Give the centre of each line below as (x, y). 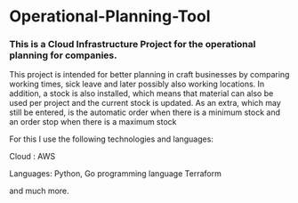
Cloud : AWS (32, 157)
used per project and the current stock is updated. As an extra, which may (145, 103)
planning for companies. (63, 55)
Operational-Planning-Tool (110, 16)
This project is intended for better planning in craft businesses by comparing (149, 75)
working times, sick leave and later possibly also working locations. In (137, 84)
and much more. (39, 191)
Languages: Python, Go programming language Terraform (116, 174)
